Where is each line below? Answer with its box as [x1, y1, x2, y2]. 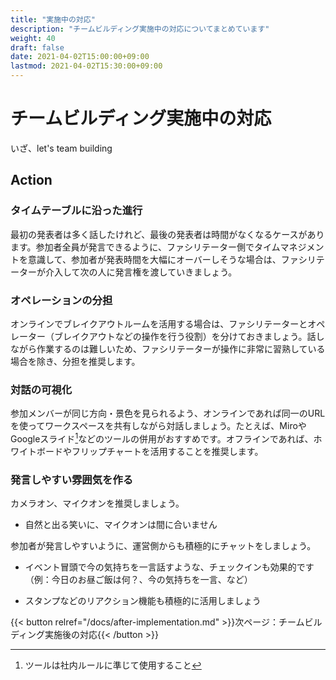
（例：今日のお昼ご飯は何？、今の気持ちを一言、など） [24, 574, 253, 586]
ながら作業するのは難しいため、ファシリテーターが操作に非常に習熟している [10, 342, 326, 355]
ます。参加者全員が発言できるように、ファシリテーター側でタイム [10, 241, 281, 253]
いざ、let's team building [10, 142, 113, 154]
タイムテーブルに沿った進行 [10, 204, 143, 218]
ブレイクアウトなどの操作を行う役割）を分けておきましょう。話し [53, 330, 325, 342]
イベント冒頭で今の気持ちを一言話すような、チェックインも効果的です [24, 561, 315, 573]
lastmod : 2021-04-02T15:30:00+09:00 [10, 61, 163, 71]
